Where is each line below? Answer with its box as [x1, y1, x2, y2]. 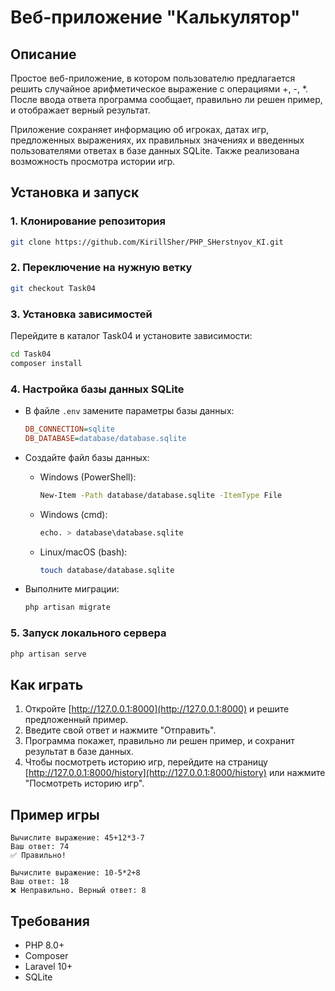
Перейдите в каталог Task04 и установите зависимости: [10, 330, 253, 342]
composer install [10, 358, 83, 368]
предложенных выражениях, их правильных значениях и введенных [10, 134, 305, 146]
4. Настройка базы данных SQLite [10, 382, 185, 396]
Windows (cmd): [39, 508, 108, 520]
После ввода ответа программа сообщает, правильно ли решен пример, [10, 94, 323, 105]
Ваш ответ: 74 [10, 842, 70, 852]
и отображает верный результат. [10, 104, 151, 116]
